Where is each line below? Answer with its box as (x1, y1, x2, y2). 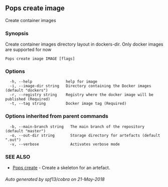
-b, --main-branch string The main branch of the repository (10, 124, 144, 129)
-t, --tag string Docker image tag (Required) (10, 101, 127, 106)
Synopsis (5, 30, 29, 37)
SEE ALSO (5, 153, 31, 160)
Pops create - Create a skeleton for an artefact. (12, 165, 110, 170)
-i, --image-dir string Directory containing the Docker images (10, 84, 151, 89)
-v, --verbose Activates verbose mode (10, 141, 120, 147)
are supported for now (5, 47, 52, 53)
